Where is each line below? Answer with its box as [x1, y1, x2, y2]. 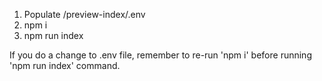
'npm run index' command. [9, 60, 121, 71]
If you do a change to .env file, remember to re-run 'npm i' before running [9, 49, 312, 61]
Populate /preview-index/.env [23, 9, 146, 20]
